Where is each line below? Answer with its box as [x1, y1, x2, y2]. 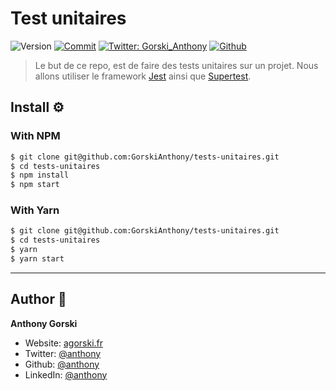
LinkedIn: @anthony [24, 368, 108, 381]
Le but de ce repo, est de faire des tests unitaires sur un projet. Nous [34, 59, 319, 71]
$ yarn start [10, 254, 65, 264]
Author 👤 [10, 291, 67, 308]
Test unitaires [10, 7, 127, 30]
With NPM [10, 129, 61, 143]
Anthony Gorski [10, 317, 78, 329]
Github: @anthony [24, 358, 100, 370]
